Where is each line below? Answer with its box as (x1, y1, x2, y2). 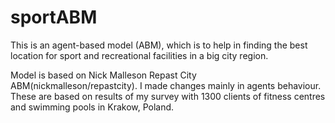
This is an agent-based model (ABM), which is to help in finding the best (10, 39, 308, 51)
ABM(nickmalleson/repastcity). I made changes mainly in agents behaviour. (10, 79, 322, 91)
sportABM (10, 6, 98, 29)
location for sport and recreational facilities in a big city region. (10, 49, 269, 61)
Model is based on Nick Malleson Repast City (10, 69, 197, 81)
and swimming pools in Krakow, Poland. (10, 101, 175, 113)
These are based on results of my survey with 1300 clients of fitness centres (10, 90, 326, 102)
